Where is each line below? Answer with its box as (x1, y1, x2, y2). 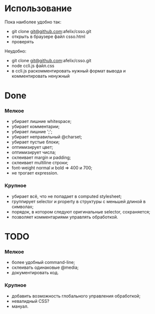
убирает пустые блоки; (11, 139, 60, 145)
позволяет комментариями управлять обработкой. (11, 214, 119, 220)
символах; (11, 204, 34, 209)
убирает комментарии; (11, 123, 60, 129)
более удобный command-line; (11, 260, 75, 265)
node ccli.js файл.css (11, 63, 54, 69)
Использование (4, 3, 72, 14)
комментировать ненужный (11, 73, 70, 79)
